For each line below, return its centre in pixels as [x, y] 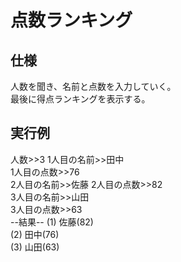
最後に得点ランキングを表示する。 [80, 99]
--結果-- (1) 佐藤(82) [52, 222]
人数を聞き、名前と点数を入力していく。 [93, 86]
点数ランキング [71, 20]
